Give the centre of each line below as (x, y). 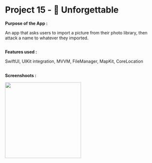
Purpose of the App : (26, 23)
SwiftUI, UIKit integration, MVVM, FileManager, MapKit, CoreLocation (74, 61)
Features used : (21, 52)
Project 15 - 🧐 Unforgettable (62, 10)
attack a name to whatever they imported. (47, 38)
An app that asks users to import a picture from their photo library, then (76, 33)
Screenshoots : (21, 75)
